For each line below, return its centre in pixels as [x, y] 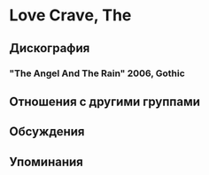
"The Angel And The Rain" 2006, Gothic [97, 73]
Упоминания [46, 161]
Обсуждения [47, 132]
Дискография [50, 48]
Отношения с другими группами [105, 101]
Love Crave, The [70, 15]
